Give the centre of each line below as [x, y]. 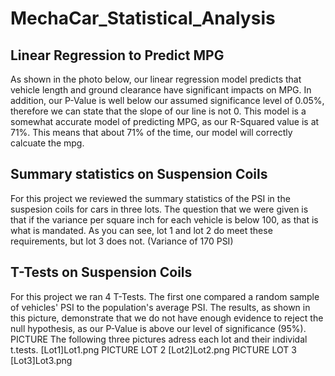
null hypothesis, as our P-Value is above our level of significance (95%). [158, 328]
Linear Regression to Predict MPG [117, 55]
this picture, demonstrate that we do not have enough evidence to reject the [167, 318]
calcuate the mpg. [47, 143]
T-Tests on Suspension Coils [101, 272]
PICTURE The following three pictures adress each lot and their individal [159, 339]
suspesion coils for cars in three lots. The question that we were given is [159, 209]
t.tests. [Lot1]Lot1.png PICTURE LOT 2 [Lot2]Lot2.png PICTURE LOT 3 [153, 349]
